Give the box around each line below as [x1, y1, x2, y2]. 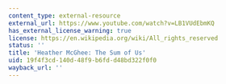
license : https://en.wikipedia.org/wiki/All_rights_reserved [8, 34, 219, 42]
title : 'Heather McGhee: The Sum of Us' [8, 49, 147, 57]
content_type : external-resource [8, 11, 121, 20]
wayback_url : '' [8, 64, 63, 72]
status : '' [8, 42, 45, 50]
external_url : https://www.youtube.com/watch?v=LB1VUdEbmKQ [8, 19, 216, 27]
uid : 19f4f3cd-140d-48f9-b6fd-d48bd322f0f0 [8, 57, 157, 65]
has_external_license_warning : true [8, 26, 132, 34]
